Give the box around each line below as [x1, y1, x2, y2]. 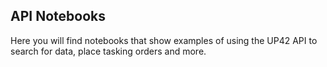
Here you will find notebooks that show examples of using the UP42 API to [10, 34, 318, 46]
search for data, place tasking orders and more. [10, 45, 207, 57]
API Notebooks [10, 8, 106, 25]
